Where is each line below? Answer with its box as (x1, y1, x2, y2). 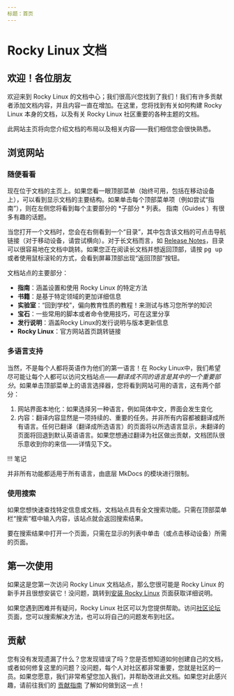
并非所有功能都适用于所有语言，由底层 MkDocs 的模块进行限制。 (7, 469, 194, 477)
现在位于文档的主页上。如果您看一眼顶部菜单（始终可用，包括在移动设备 (7, 186, 214, 195)
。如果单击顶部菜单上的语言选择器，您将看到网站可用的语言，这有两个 (13, 381, 214, 390)
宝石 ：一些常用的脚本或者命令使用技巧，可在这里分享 (17, 310, 171, 318)
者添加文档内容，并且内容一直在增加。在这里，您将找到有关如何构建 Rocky (7, 101, 222, 109)
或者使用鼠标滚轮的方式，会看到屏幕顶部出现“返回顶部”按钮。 (7, 254, 184, 262)
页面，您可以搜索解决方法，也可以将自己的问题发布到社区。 (7, 612, 178, 621)
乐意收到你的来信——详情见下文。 (17, 439, 116, 447)
